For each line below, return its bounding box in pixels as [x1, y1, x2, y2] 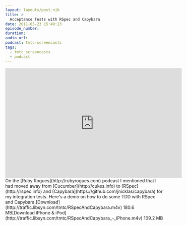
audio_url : [5, 36, 28, 41]
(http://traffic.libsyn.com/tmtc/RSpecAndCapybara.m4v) [5, 204, 122, 210]
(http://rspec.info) [5, 188, 42, 194]
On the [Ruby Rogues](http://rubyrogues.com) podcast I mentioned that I [5, 178, 157, 184]
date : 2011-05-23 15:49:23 [5, 21, 62, 27]
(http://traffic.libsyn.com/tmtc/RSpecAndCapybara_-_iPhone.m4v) [5, 215, 143, 221]
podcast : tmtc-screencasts [5, 40, 62, 45]
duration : [5, 31, 26, 36]
